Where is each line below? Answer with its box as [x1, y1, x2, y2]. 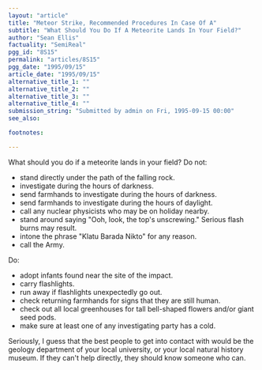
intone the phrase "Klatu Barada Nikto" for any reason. [19, 231, 197, 241]
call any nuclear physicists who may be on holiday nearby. [19, 206, 210, 216]
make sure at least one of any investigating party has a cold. [19, 321, 216, 330]
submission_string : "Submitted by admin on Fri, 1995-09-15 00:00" [8, 108, 235, 115]
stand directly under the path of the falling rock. [19, 172, 175, 182]
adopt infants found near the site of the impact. [19, 270, 174, 280]
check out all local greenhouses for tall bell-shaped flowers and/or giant [19, 304, 254, 313]
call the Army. [19, 240, 65, 249]
